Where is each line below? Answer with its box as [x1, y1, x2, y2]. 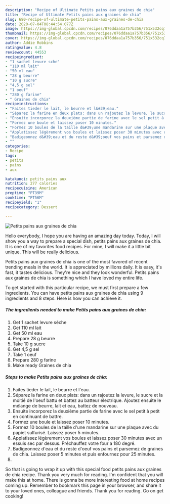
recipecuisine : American [5, 186, 58, 191]
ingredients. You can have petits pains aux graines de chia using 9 [5, 290, 143, 296]
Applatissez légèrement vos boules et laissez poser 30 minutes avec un [12, 435, 162, 441]
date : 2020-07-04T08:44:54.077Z [5, 21, 73, 27]
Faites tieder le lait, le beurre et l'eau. [12, 387, 90, 393]
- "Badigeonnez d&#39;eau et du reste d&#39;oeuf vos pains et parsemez [5, 134, 162, 140]
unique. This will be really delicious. [5, 249, 80, 255]
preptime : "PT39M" [5, 191, 44, 196]
